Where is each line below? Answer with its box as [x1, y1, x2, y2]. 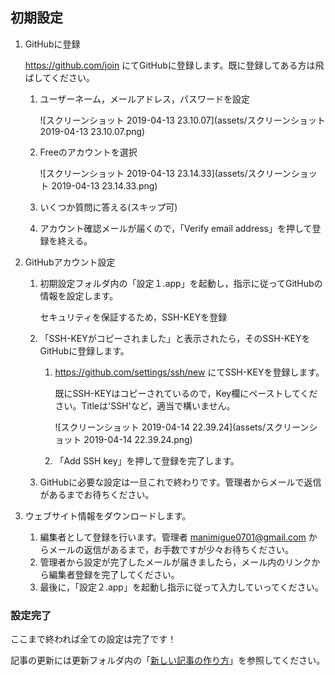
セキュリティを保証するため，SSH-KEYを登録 [39, 311, 228, 323]
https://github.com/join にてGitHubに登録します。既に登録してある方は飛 [24, 59, 325, 71]
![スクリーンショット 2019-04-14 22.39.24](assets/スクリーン [54, 421, 310, 433]
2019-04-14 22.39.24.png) [83, 433, 193, 445]
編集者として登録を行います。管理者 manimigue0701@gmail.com [39, 531, 307, 543]
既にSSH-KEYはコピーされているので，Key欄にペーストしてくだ [54, 387, 318, 399]
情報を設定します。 [39, 289, 119, 302]
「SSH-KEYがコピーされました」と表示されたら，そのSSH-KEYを [39, 332, 311, 344]
